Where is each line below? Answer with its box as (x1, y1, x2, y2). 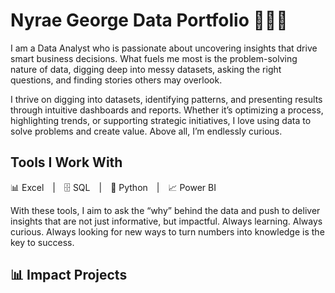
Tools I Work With (10, 154, 123, 171)
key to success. (10, 236, 75, 248)
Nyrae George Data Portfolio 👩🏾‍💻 (10, 9, 288, 32)
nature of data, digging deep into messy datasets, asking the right (10, 63, 282, 75)
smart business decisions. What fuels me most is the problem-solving (10, 52, 298, 64)
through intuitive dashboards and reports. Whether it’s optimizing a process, (10, 104, 324, 116)
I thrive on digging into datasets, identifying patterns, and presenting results (10, 93, 323, 105)
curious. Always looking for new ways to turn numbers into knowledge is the (10, 225, 325, 238)
